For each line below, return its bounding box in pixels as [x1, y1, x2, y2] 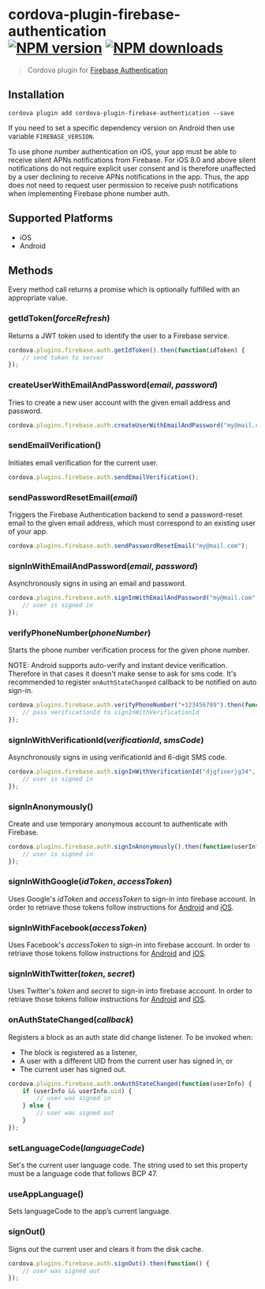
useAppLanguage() [8, 1189, 84, 1200]
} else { [22, 1102, 51, 1110]
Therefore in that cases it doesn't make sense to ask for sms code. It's [8, 669, 237, 679]
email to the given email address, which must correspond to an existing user [8, 518, 256, 527]
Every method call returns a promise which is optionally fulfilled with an [8, 285, 241, 294]
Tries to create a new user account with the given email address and [8, 398, 230, 407]
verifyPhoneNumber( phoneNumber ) [8, 627, 151, 638]
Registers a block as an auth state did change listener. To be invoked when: [8, 1032, 253, 1042]
